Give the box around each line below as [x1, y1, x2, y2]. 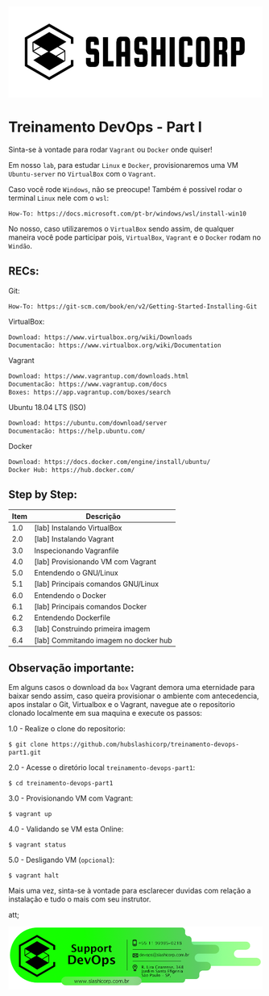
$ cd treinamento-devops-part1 [8, 779, 114, 787]
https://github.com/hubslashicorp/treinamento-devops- [51, 740, 240, 748]
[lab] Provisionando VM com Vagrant [34, 556, 157, 567]
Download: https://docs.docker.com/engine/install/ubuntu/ [8, 458, 211, 466]
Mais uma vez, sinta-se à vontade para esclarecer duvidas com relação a [8, 885, 251, 895]
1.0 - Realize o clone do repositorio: [8, 723, 126, 733]
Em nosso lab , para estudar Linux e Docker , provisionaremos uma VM [8, 160, 239, 169]
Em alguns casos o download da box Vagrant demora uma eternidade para [8, 682, 255, 692]
